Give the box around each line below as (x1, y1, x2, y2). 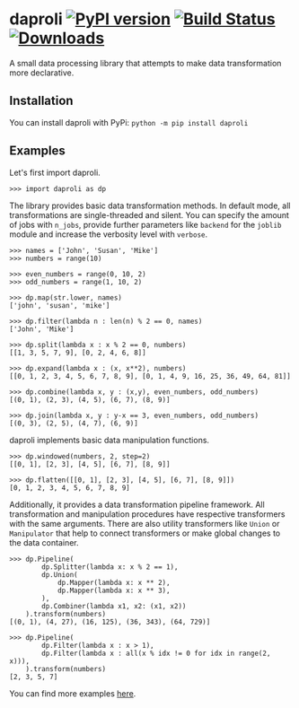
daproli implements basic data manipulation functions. (9, 434, 209, 445)
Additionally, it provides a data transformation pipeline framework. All (9, 499, 265, 510)
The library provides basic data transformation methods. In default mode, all (9, 200, 291, 211)
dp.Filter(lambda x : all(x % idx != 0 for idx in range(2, (41, 649, 271, 658)
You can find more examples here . (9, 687, 136, 699)
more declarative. (9, 67, 75, 78)
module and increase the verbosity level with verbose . (9, 229, 208, 240)
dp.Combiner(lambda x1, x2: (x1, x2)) (41, 601, 187, 610)
